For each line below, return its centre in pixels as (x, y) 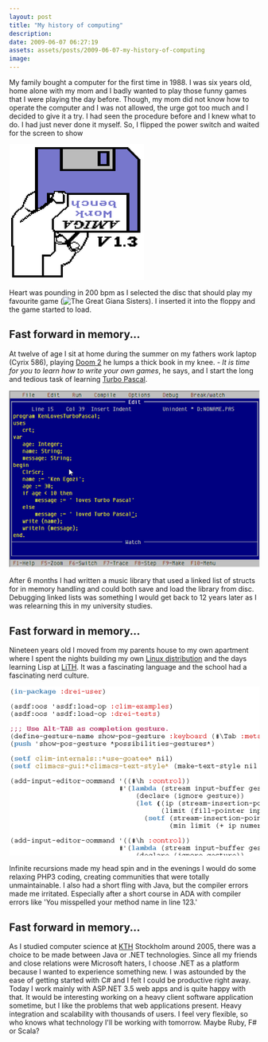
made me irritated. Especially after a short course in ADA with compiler (125, 894)
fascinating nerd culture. (49, 675)
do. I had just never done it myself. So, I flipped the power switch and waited (134, 124)
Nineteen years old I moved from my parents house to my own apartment (129, 650)
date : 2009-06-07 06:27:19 (54, 42)
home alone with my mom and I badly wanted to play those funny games (128, 91)
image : (20, 59)
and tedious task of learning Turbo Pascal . (78, 379)
